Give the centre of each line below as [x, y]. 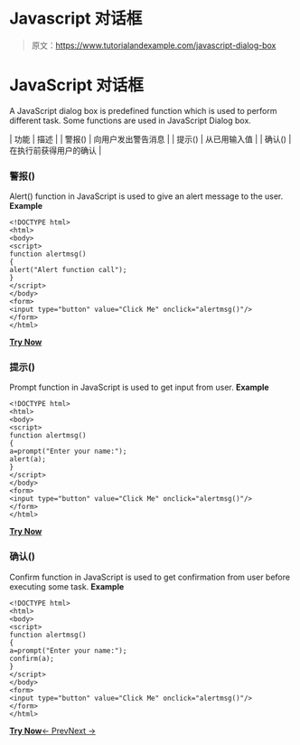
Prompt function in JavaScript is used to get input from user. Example [139, 387]
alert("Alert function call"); [68, 270]
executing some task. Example [67, 586]
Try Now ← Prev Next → [53, 731]
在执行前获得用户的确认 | [56, 150]
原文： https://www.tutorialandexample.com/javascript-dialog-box [154, 45]
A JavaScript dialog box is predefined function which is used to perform [143, 110]
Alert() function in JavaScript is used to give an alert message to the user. [146, 196]
